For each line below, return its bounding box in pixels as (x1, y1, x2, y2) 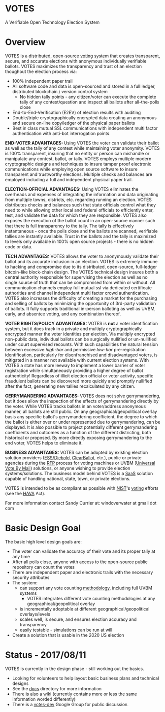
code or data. (5, 243, 33, 249)
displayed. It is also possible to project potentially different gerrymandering (5, 424, 158, 430)
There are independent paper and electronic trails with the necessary (12, 569, 153, 575)
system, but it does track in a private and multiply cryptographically (5, 326, 142, 332)
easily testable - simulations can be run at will (19, 627, 112, 633)
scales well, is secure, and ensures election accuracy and (19, 616, 137, 622)
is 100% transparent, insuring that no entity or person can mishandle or (5, 150, 150, 156)
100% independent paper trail (12, 78, 73, 84)
